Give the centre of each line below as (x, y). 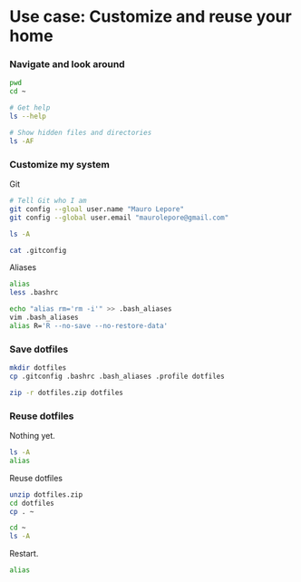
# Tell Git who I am (49, 201)
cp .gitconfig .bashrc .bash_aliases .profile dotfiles (117, 376)
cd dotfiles (32, 503)
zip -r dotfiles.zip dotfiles (67, 393)
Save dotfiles (39, 349)
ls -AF (22, 141)
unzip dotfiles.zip (46, 495)
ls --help (28, 116)
